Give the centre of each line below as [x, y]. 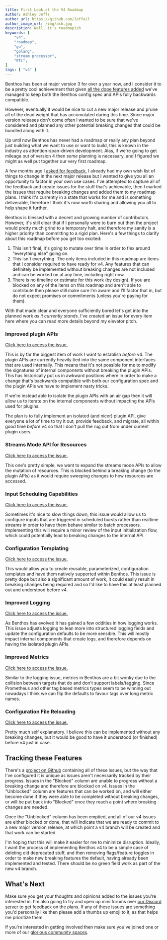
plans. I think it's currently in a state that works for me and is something [78, 197]
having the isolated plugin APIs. [37, 644]
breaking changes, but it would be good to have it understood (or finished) [82, 737]
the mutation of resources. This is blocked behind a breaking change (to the [83, 470]
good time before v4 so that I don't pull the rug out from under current [77, 427]
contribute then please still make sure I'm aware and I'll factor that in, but [87, 290]
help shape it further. [27, 208]
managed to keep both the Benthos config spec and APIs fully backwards [81, 94]
